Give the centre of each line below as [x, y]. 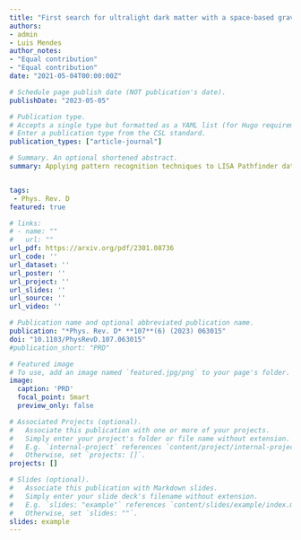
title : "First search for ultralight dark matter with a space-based [142, 17]
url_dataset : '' [39, 265]
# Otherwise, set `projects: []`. [77, 455]
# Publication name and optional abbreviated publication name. [132, 323]
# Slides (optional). [50, 480]
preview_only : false [56, 405]
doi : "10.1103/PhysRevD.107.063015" [77, 339]
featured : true [38, 207]
